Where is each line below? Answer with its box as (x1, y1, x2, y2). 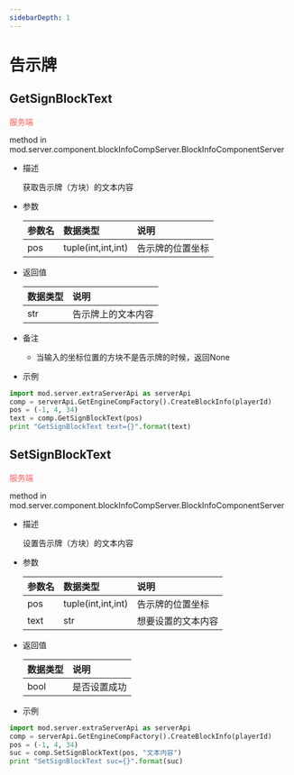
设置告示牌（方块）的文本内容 (22, 537, 133, 548)
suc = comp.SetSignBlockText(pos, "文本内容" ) (9, 749, 182, 758)
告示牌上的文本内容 (71, 307, 154, 320)
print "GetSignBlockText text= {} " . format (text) (9, 423, 192, 432)
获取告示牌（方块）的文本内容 (22, 181, 133, 192)
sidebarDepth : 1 (9, 13, 70, 23)
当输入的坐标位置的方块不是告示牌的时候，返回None (35, 351, 230, 362)
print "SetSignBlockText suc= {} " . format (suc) (9, 757, 183, 766)
